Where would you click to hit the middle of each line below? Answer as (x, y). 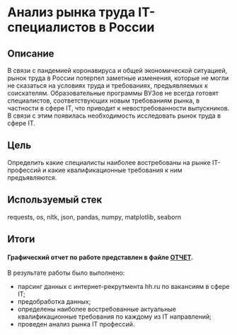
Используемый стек (55, 200)
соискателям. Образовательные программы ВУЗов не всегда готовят (113, 93)
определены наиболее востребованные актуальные (97, 310)
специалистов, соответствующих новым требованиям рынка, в (104, 101)
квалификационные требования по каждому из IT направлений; (115, 317)
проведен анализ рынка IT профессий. (76, 324)
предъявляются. (32, 177)
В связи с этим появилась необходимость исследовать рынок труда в (114, 115)
